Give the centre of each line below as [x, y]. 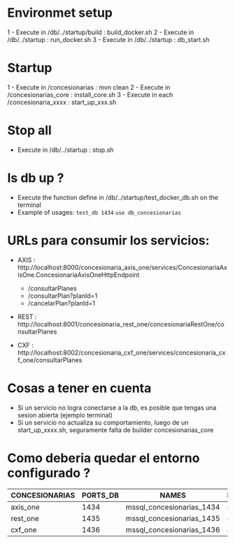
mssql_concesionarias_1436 [173, 529]
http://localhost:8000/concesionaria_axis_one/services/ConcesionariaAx [122, 267]
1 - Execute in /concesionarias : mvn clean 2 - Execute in [89, 87]
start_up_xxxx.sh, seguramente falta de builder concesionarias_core [115, 430]
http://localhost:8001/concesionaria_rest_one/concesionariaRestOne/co [121, 324]
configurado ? [49, 473]
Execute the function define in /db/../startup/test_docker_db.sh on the [118, 197]
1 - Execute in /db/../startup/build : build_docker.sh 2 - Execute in [101, 32]
